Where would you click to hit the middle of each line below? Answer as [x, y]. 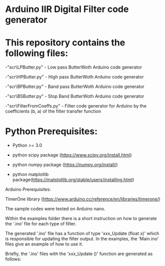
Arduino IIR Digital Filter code [67, 9]
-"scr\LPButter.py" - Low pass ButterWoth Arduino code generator [74, 67]
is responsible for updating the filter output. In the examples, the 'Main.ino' [82, 239]
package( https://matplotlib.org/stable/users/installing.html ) [73, 180]
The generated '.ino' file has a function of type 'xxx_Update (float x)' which [82, 233]
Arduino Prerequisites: [28, 189]
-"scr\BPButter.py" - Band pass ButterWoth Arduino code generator [75, 86]
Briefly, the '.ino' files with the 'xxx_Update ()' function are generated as [79, 254]
